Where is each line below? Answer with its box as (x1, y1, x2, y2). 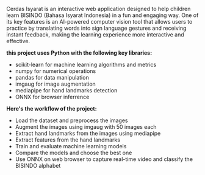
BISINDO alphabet (15, 162, 61, 169)
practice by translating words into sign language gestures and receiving (6, 24, 187, 32)
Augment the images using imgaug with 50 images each (15, 123, 157, 130)
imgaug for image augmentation (15, 80, 96, 87)
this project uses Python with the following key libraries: (6, 49, 153, 57)
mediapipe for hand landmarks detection (15, 87, 118, 94)
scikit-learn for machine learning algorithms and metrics (15, 61, 157, 68)
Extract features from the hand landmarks (15, 136, 121, 143)
